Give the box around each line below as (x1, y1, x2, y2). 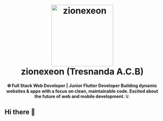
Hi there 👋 (4, 108, 35, 117)
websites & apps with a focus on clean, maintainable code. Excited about (6, 88, 159, 94)
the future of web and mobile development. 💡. (34, 93, 130, 99)
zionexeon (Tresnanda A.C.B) (21, 66, 144, 77)
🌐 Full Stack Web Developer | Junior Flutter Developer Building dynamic (7, 83, 158, 89)
